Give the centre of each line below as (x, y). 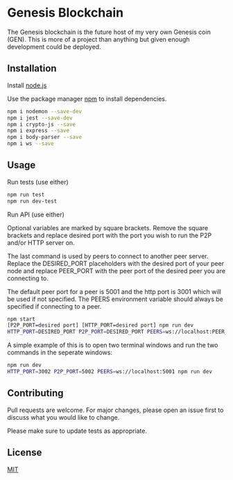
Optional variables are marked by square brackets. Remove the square (108, 228)
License (25, 453)
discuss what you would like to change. (63, 417)
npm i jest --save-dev (40, 118)
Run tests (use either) (38, 182)
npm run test (26, 195)
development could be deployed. (54, 46)
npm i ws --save (31, 144)
